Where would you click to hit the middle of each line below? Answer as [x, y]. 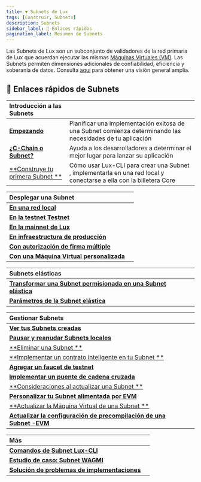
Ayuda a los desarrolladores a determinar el [130, 148]
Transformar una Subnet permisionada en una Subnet [88, 283]
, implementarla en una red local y [117, 172]
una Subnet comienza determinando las [125, 131]
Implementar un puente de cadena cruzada [72, 377]
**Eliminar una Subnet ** [46, 347]
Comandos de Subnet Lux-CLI [54, 450]
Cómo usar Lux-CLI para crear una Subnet [129, 165]
